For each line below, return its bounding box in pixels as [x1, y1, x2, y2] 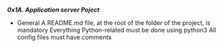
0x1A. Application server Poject [7, 6, 100, 14]
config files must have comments [17, 33, 112, 41]
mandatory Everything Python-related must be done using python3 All [17, 26, 217, 34]
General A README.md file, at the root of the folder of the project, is [17, 19, 211, 26]
